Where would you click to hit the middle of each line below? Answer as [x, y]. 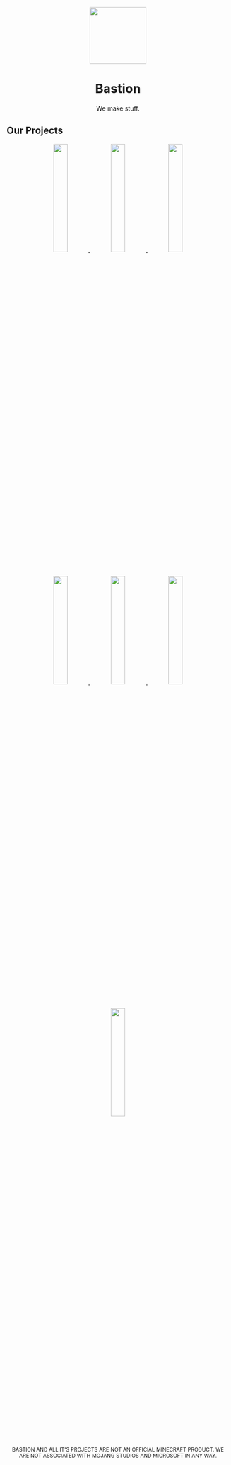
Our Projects [35, 131]
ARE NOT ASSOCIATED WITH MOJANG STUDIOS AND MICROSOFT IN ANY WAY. [118, 1456]
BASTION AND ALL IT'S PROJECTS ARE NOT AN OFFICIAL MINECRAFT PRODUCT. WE [118, 1449]
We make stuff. [118, 108]
